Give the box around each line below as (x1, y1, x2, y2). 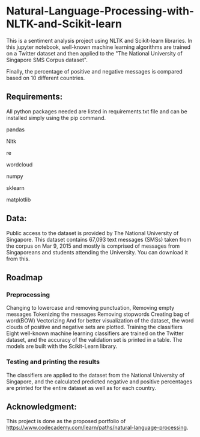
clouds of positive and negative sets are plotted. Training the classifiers (6, 324, 183, 331)
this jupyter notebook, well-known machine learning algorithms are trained (6, 43, 191, 51)
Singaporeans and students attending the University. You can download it (6, 248, 188, 256)
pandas (6, 125, 25, 133)
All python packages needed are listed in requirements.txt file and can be (6, 107, 187, 115)
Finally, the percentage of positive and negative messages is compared (6, 68, 183, 75)
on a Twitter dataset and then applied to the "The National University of (6, 49, 183, 57)
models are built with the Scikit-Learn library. (6, 342, 118, 350)
